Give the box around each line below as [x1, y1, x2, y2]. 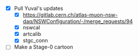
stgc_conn [22, 37, 48, 44]
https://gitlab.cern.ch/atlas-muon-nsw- [22, 12, 118, 18]
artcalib [22, 31, 42, 38]
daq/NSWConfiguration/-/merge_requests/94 [22, 18, 133, 25]
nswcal [22, 24, 40, 31]
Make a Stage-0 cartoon [13, 43, 73, 51]
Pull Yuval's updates [13, 5, 63, 12]
